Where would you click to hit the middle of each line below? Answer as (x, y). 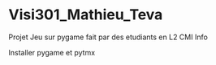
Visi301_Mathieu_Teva (86, 15)
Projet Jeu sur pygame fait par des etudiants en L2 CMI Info (108, 37)
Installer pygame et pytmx (52, 52)
